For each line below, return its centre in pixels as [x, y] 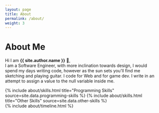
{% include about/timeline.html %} [39, 106]
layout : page [18, 9]
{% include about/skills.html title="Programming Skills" [60, 91]
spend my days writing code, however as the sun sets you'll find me [73, 71]
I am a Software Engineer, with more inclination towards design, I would [76, 65]
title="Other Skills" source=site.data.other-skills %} [56, 101]
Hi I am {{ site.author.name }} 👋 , [38, 61]
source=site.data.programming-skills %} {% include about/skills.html [74, 96]
